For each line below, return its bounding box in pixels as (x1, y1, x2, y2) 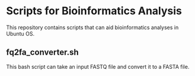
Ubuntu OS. (6, 30, 35, 37)
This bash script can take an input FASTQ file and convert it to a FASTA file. (6, 63, 190, 70)
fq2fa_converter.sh (6, 47, 79, 58)
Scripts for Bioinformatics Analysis (6, 4, 183, 18)
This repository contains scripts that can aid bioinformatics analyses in (6, 24, 179, 31)
